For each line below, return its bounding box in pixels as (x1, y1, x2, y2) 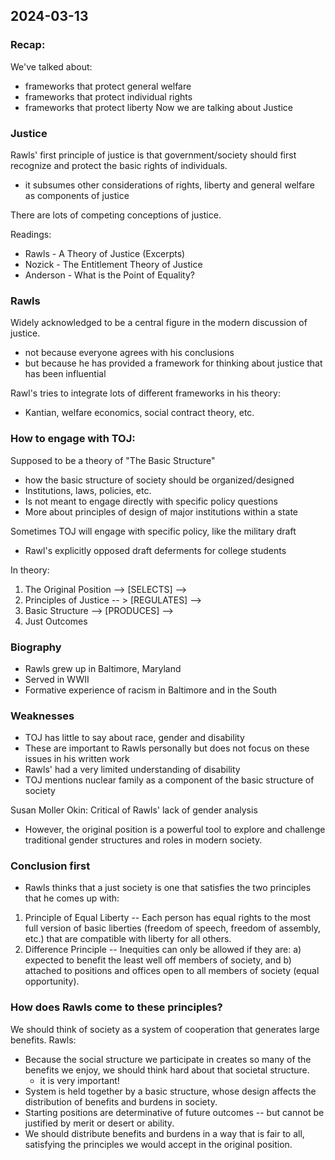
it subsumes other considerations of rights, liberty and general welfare (24, 179, 315, 191)
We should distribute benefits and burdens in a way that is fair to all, (24, 1127, 305, 1139)
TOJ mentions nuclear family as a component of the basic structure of (24, 774, 315, 786)
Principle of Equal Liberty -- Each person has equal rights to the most (24, 912, 312, 924)
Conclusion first (10, 859, 91, 873)
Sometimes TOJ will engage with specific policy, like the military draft (10, 525, 297, 537)
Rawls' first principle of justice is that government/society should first (10, 149, 297, 161)
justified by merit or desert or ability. (24, 1117, 175, 1129)
